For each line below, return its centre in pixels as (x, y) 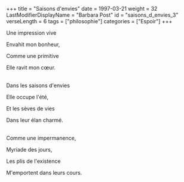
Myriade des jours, (29, 149)
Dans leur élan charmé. (35, 120)
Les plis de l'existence (33, 161)
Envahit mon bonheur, (33, 44)
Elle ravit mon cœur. (31, 67)
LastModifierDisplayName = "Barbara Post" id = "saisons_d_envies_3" (92, 15)
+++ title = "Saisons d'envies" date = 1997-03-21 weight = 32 (82, 9)
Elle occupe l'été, (27, 97)
